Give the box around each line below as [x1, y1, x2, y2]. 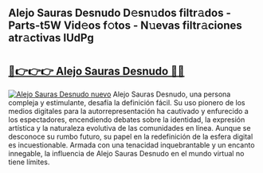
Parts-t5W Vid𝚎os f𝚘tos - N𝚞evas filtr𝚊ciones [8, 19, 243, 33]
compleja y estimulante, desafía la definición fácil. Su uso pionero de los [8, 98, 245, 107]
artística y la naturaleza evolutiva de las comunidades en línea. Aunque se [8, 124, 251, 132]
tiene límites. [8, 157, 50, 167]
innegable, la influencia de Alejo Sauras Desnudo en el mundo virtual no [8, 149, 245, 158]
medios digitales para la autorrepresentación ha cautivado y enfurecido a [8, 107, 249, 116]
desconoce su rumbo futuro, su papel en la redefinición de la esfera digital [8, 132, 253, 141]
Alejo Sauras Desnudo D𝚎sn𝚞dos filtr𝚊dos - [8, 6, 231, 20]
